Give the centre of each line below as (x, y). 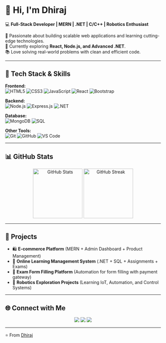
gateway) (22, 277)
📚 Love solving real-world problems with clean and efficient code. (73, 52)
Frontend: (16, 86)
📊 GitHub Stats (29, 157)
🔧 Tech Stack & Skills (38, 74)
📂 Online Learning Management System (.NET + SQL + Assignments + (85, 261)
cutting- (151, 35)
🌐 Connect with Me (35, 308)
